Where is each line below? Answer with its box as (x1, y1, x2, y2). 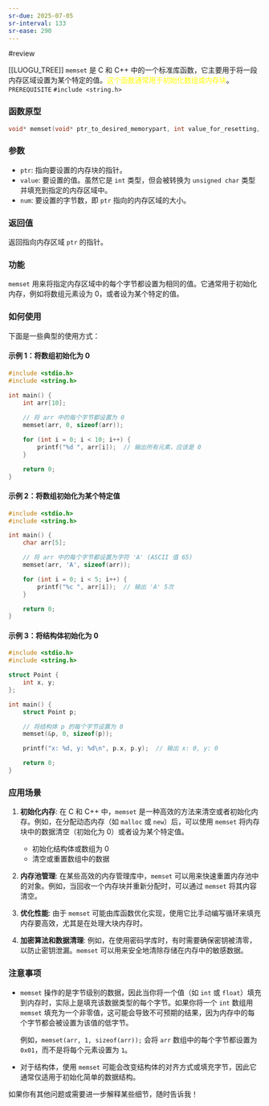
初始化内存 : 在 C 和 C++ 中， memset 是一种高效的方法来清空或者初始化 (19, 807, 251, 816)
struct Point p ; (22, 708, 78, 716)
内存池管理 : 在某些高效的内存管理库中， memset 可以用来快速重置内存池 (19, 871, 252, 881)
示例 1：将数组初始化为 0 (8, 351, 91, 360)
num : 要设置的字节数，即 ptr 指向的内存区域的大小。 (19, 195, 191, 205)
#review (8, 49, 35, 59)
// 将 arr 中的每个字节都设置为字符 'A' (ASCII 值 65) (22, 553, 193, 561)
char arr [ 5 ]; (22, 539, 67, 547)
